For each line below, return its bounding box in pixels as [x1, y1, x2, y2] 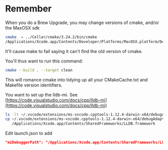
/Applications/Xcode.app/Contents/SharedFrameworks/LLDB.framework [11, 121, 155, 126]
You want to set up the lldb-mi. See [5, 91, 78, 97]
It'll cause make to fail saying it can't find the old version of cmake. [5, 48, 143, 54]
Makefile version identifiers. [5, 82, 62, 88]
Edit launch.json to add [5, 130, 52, 136]
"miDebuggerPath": [5, 140, 43, 145]
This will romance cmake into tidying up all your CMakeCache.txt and [5, 76, 148, 82]
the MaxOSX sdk [5, 24, 40, 30]
